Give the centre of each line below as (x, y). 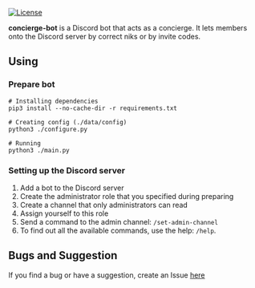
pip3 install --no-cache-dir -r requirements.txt (93, 108)
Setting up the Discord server (67, 170)
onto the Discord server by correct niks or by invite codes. (105, 37)
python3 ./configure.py (48, 129)
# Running (25, 143)
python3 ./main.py (39, 150)
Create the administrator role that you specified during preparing (127, 196)
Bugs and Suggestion (63, 256)
